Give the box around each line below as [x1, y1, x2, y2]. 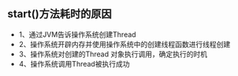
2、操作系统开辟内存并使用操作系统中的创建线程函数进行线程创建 [18, 39, 231, 49]
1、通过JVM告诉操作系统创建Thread [18, 30, 136, 39]
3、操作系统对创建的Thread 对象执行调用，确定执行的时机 [18, 49, 208, 59]
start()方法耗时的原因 [7, 7, 112, 21]
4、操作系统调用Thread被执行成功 [18, 59, 130, 68]
